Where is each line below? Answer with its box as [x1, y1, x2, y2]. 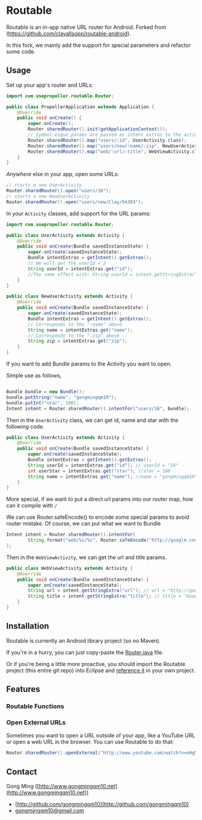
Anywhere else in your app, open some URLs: [6, 171, 119, 178]
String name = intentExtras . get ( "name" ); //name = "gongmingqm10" [28, 473, 198, 480]
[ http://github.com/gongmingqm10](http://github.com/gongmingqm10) [14, 800, 189, 807]
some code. [6, 47, 36, 55]
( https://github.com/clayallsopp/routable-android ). [6, 29, 131, 37]
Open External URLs [6, 718, 66, 726]
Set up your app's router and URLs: [6, 81, 94, 88]
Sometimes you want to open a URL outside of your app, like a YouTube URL [6, 732, 195, 739]
